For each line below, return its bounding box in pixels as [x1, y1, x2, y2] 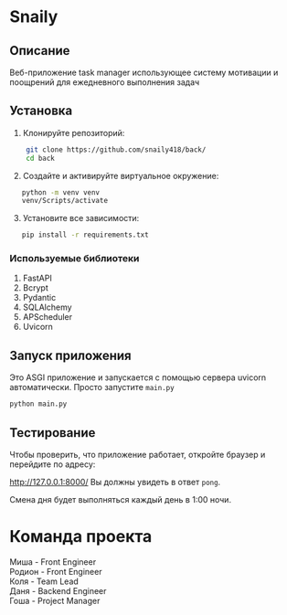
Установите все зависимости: [22, 213, 140, 224]
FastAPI [22, 272, 52, 284]
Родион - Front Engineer [9, 566, 102, 577]
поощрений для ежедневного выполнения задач [9, 77, 200, 88]
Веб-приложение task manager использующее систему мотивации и [9, 67, 279, 78]
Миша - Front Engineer [9, 556, 97, 567]
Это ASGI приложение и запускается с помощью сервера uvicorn [9, 372, 267, 383]
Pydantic [22, 292, 57, 303]
